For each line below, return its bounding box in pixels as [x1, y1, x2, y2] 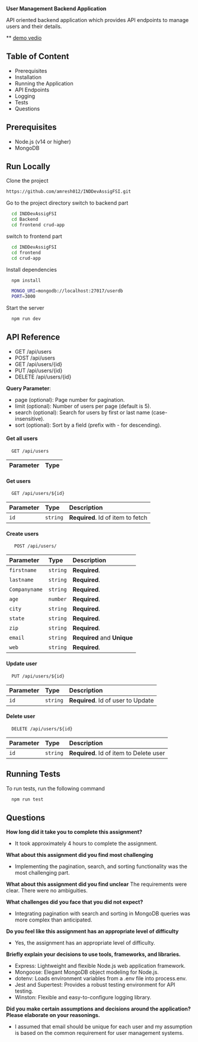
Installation [14, 74, 42, 81]
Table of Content [6, 52, 69, 62]
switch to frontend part [6, 233, 62, 240]
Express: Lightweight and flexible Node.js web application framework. [14, 962, 186, 970]
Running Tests [6, 769, 60, 779]
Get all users [6, 435, 38, 442]
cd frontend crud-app [11, 222, 65, 228]
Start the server [6, 304, 44, 312]
